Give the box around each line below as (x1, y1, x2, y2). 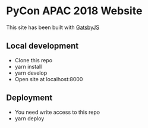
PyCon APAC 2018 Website (6, 4, 143, 18)
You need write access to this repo (14, 108, 100, 116)
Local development (6, 41, 79, 51)
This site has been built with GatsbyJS (6, 24, 100, 31)
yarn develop (14, 69, 48, 76)
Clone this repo (14, 56, 52, 63)
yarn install (14, 63, 42, 70)
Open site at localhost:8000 (14, 75, 83, 82)
